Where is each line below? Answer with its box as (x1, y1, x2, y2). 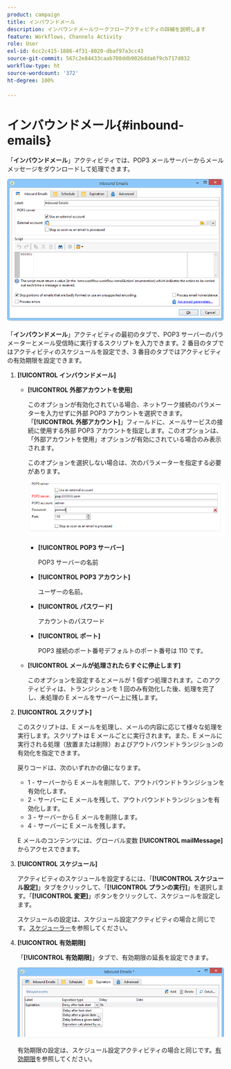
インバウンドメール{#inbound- (7, 117, 185, 133)
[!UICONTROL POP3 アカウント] (37, 573, 131, 582)
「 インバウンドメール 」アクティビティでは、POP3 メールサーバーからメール (7, 156, 224, 164)
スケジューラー (28, 924, 71, 932)
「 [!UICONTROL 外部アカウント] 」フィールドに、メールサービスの (27, 418, 217, 426)
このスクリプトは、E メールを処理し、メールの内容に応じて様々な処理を (17, 723, 223, 731)
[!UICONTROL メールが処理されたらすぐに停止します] (27, 661, 181, 670)
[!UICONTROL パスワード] (37, 602, 113, 611)
